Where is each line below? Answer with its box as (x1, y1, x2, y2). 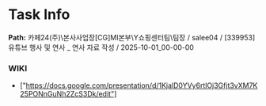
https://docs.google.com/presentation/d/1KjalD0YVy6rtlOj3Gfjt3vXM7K (25, 81, 258, 90)
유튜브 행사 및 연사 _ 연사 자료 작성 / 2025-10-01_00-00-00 (8, 42, 194, 52)
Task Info (8, 6, 70, 24)
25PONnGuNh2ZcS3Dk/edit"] (19, 89, 117, 99)
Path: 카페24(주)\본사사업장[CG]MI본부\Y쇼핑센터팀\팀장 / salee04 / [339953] (8, 32, 256, 42)
